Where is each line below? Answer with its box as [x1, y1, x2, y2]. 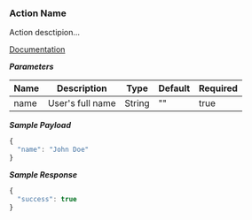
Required [198, 82, 238, 95]
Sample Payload [9, 120, 72, 131]
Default [158, 82, 191, 95]
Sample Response [9, 169, 78, 179]
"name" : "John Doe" [17, 145, 90, 155]
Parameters [9, 61, 54, 72]
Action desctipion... [9, 27, 81, 38]
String [124, 97, 150, 110]
